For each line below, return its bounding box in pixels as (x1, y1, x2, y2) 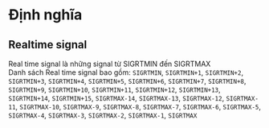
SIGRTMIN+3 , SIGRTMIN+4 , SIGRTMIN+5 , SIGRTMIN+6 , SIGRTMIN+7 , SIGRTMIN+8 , (8, 76, 247, 85)
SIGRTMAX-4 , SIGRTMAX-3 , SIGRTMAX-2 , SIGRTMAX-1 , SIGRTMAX (8, 110, 198, 120)
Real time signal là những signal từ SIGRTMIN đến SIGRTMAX (8, 59, 211, 68)
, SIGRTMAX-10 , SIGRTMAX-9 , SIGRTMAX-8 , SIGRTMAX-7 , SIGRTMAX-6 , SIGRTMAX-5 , (15, 102, 261, 111)
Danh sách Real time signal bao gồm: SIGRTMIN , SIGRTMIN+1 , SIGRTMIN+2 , (8, 68, 243, 77)
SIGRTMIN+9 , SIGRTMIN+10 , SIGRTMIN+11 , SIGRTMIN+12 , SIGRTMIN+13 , (8, 85, 221, 94)
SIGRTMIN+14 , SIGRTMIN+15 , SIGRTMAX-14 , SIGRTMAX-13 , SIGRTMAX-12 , (8, 93, 225, 102)
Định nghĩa (8, 6, 83, 24)
